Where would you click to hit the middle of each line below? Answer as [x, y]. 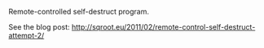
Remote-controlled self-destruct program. [79, 12]
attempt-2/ [26, 36]
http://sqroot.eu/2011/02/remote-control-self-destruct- [164, 27]
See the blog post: [40, 27]
